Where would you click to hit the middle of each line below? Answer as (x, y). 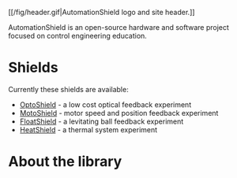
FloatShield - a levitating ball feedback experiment (102, 121)
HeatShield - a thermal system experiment (88, 129)
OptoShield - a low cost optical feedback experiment (105, 104)
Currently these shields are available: (68, 89)
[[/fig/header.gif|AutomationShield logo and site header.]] (102, 12)
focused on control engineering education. (78, 36)
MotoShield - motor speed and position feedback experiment (119, 113)
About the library (65, 162)
